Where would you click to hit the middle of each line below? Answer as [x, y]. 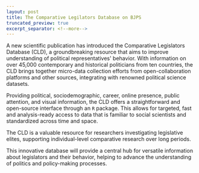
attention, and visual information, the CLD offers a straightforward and [93, 102]
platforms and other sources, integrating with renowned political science [96, 77]
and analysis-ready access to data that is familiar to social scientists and [96, 115]
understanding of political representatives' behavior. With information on [96, 58]
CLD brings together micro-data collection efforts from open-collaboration [99, 71]
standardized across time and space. [52, 121]
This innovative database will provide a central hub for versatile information [100, 151]
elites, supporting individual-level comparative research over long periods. [99, 139]
